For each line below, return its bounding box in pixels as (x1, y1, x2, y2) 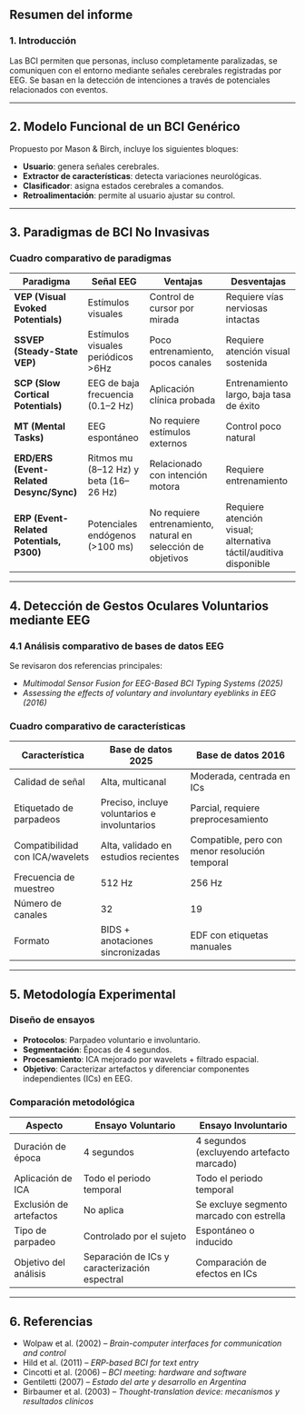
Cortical (14, 388, 50, 401)
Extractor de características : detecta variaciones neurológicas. (22, 170, 262, 181)
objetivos (149, 552, 189, 564)
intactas (225, 314, 261, 326)
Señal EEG (91, 275, 138, 288)
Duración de (14, 1140, 66, 1153)
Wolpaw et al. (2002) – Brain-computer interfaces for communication (22, 1338, 282, 1349)
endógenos (87, 529, 136, 542)
